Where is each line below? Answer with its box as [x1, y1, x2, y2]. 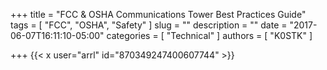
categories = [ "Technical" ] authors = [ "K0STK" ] [106, 30, 313, 41]
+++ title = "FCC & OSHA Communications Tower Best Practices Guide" [10, 9, 307, 20]
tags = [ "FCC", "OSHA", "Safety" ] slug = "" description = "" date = [10, 19, 288, 31]
